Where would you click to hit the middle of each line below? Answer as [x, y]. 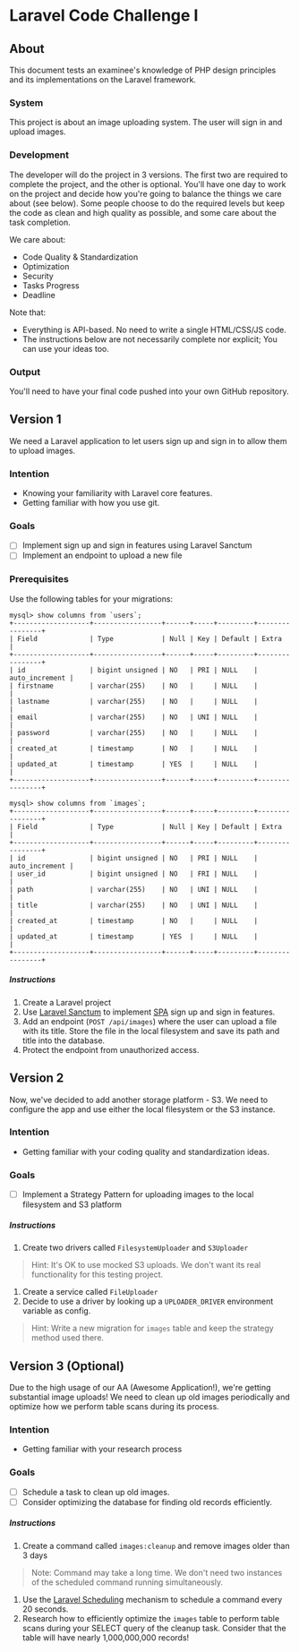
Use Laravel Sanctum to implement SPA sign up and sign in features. [149, 1012]
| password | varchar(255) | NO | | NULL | [133, 732]
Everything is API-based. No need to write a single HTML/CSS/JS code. [154, 330]
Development [39, 155]
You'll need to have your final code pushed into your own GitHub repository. [149, 391]
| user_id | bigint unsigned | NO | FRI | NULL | [133, 874]
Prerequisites [39, 579]
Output [25, 372]
